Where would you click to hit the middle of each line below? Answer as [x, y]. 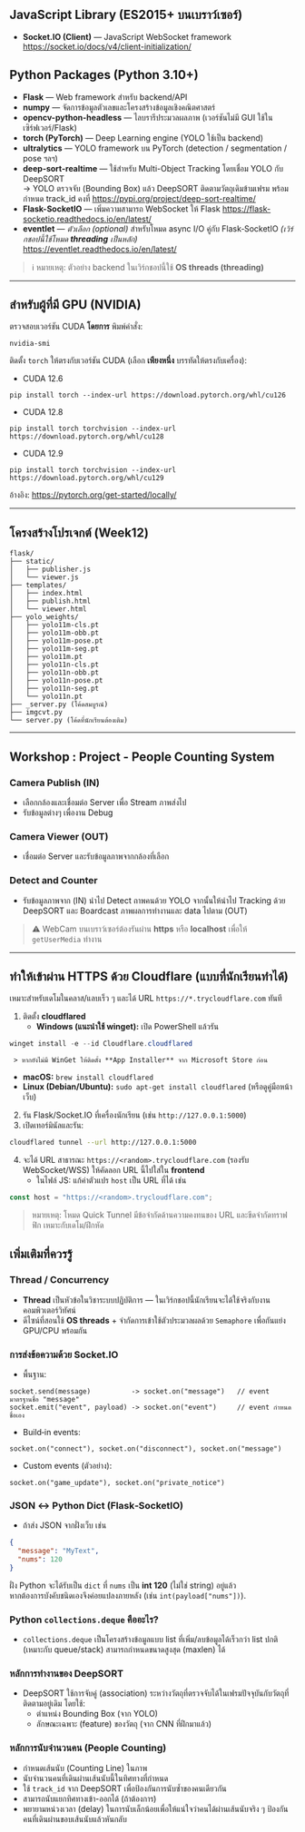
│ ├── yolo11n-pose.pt [56, 681]
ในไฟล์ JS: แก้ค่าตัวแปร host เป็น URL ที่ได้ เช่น [111, 1180]
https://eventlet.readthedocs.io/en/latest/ [99, 249]
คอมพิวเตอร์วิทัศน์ [49, 1310]
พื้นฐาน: [34, 1374]
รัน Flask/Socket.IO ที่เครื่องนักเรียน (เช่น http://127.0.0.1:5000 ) [134, 1115]
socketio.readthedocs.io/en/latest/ [87, 219]
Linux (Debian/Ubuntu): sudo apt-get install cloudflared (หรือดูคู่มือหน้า [157, 1087]
